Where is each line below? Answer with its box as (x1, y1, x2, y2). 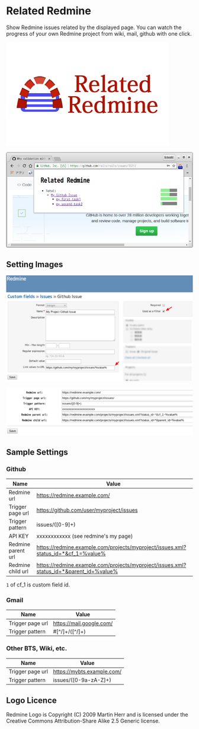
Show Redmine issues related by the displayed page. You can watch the (6, 24, 182, 31)
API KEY (8, 533, 29, 540)
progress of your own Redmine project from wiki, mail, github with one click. (6, 30, 192, 37)
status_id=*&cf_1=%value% (36, 550, 106, 557)
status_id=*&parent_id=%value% (36, 568, 118, 575)
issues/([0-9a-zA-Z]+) (53, 676, 111, 683)
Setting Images (6, 259, 63, 270)
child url (8, 568, 28, 575)
